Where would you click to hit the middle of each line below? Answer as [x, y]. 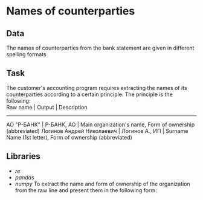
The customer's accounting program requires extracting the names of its [97, 88]
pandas [24, 177]
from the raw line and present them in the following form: [86, 190]
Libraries [23, 156]
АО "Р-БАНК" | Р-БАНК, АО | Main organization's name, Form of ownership [101, 124]
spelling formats [26, 54]
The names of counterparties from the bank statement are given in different [100, 48]
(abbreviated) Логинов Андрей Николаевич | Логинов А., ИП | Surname [97, 131]
